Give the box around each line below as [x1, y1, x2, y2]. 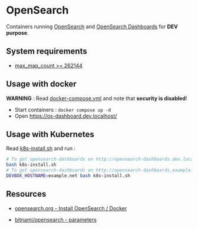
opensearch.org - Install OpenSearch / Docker [14, 204, 127, 212]
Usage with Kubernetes [6, 129, 94, 139]
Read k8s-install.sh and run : [6, 145, 76, 152]
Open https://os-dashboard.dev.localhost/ [14, 112, 117, 120]
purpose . [6, 29, 29, 36]
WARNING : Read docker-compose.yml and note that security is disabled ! [6, 95, 187, 102]
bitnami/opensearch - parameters [14, 216, 97, 223]
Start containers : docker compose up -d [14, 106, 111, 113]
